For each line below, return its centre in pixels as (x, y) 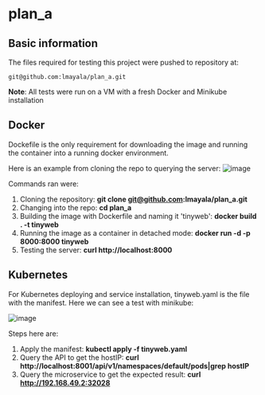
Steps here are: (33, 333)
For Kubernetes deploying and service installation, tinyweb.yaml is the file (129, 294)
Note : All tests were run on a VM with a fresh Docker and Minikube (118, 92)
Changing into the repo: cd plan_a (76, 207)
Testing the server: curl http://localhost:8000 (96, 250)
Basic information (53, 43)
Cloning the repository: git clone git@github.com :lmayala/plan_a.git (134, 199)
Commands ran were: (44, 183)
